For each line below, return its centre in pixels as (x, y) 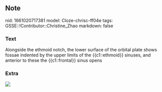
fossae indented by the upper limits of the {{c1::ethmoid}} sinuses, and (78, 55)
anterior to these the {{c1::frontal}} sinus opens (54, 60)
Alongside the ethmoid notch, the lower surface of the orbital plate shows (81, 50)
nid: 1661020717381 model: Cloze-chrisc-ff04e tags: (59, 20)
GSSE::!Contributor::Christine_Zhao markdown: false (59, 26)
